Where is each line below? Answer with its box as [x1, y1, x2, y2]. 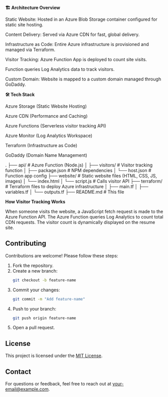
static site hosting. [5, 22, 44, 27]
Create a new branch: [12, 268, 58, 274]
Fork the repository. [12, 262, 54, 269]
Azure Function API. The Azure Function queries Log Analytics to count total [5, 214, 163, 219]
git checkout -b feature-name [12, 278, 77, 283]
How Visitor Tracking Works [5, 199, 66, 204]
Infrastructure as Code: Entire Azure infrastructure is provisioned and [5, 41, 149, 47]
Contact [5, 367, 31, 376]
